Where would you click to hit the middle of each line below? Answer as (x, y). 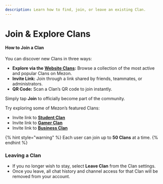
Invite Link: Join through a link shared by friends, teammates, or (77, 79)
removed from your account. (41, 177)
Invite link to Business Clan (40, 128)
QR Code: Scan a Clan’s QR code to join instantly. (62, 89)
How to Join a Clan (25, 48)
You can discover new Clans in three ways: (49, 59)
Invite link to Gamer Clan (37, 123)
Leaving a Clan (23, 155)
